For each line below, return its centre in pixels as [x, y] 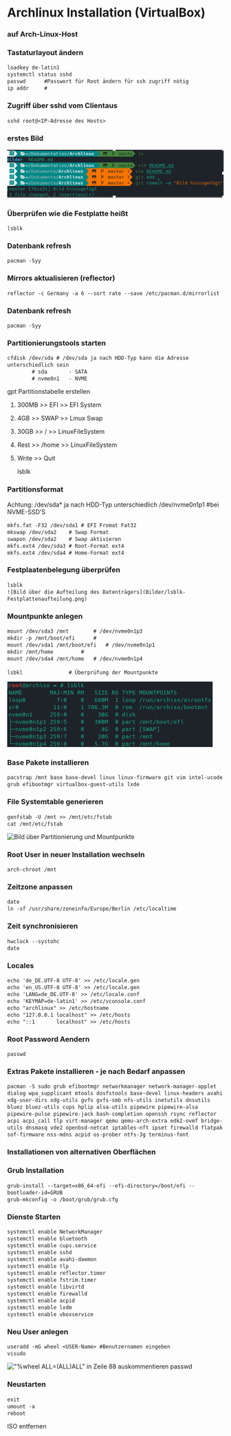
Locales [21, 965]
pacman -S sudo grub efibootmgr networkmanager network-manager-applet [112, 1087]
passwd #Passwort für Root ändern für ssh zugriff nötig [98, 82]
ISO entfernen [27, 1426]
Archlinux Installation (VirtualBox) [107, 13]
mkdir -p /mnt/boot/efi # [52, 638]
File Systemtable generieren [55, 802]
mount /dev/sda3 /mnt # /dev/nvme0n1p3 [75, 631]
